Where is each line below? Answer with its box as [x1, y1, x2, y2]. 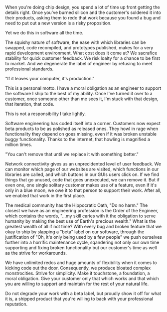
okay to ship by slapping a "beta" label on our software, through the [5, 229, 145, 235]
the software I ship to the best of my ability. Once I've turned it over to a [5, 91, 153, 96]
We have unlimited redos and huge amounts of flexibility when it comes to [5, 260, 157, 266]
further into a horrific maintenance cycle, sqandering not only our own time [5, 239, 160, 245]
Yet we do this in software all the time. [5, 30, 84, 35]
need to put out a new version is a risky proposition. [5, 20, 112, 26]
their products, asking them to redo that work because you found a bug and [5, 15, 161, 20]
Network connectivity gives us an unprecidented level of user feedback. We [5, 161, 161, 166]
